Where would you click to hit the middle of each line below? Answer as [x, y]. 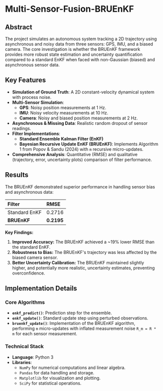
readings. [22, 128]
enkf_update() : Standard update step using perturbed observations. [80, 318]
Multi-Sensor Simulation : [38, 102]
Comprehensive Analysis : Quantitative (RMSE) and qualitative [75, 154]
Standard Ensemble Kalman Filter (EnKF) [61, 138]
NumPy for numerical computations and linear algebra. [72, 368]
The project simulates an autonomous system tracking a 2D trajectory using [81, 39]
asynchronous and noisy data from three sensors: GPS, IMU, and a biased [79, 44]
